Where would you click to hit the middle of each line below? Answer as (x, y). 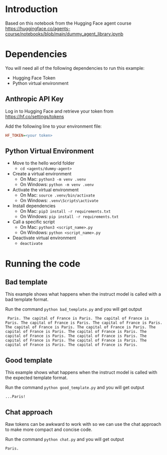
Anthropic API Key (34, 99)
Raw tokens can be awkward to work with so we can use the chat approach (83, 424)
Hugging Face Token (34, 78)
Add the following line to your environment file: (53, 126)
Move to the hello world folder (44, 163)
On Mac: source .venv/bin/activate (57, 195)
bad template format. (27, 300)
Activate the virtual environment (45, 190)
